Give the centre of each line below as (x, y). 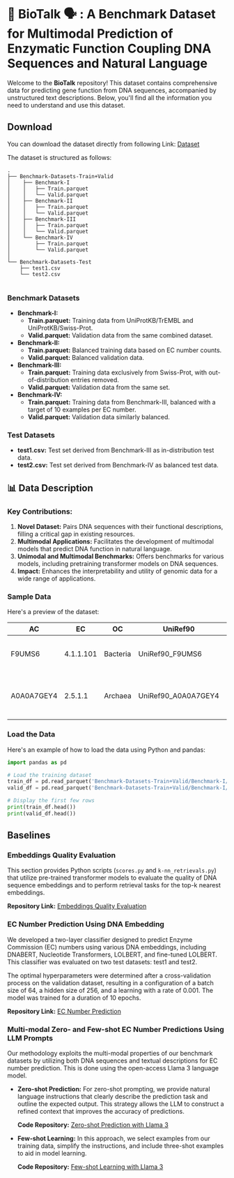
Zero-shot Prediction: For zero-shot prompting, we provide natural (114, 1089)
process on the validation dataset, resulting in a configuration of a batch (110, 982)
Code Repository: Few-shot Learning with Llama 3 (90, 1167)
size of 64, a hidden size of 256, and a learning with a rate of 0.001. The (110, 990)
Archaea (118, 696)
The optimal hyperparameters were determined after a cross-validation (109, 975)
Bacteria (118, 654)
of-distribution (48, 380)
